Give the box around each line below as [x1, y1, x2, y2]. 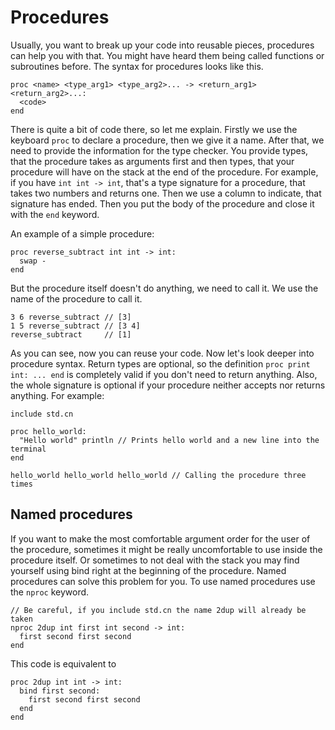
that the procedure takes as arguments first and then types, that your [10, 155, 295, 167]
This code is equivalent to [10, 657, 117, 670]
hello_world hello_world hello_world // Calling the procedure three [10, 470, 307, 480]
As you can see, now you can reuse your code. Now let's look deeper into [10, 347, 315, 359]
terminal [10, 444, 47, 454]
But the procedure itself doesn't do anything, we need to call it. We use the [10, 282, 319, 294]
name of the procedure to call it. [10, 292, 143, 305]
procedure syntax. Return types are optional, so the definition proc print [10, 357, 311, 370]
